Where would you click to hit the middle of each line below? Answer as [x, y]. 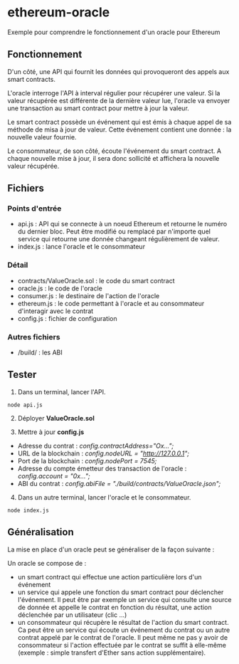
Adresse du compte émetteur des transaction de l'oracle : [102, 468]
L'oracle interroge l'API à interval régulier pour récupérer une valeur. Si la [114, 93]
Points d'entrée [34, 209]
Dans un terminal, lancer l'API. [62, 391]
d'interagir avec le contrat [55, 311]
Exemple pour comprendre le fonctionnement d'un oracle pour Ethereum [114, 32]
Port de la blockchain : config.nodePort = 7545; [87, 460]
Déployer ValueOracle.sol [56, 418]
